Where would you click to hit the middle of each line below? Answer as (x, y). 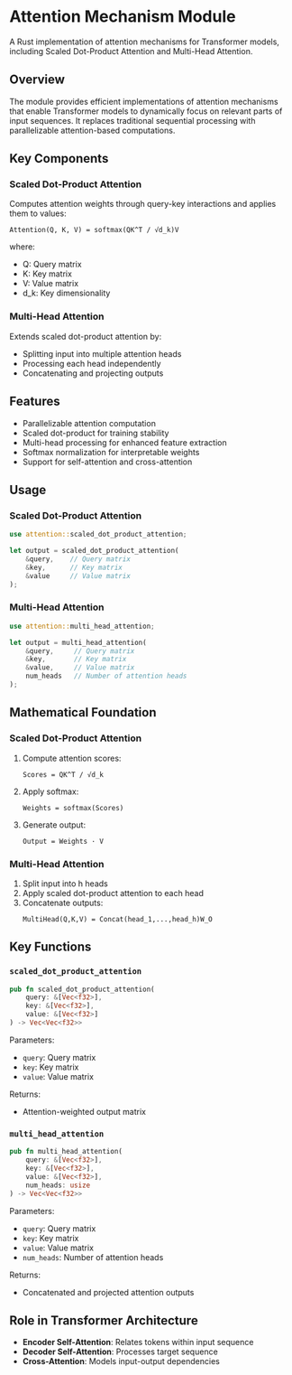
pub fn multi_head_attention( (66, 1152)
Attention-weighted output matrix (84, 1111)
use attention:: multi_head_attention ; (82, 626)
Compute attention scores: (72, 758)
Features (35, 402)
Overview (37, 80)
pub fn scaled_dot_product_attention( (82, 989)
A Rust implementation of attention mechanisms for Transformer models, (144, 42)
